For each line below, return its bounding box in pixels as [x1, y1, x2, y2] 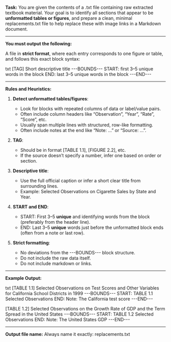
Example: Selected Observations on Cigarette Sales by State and [20, 189, 156, 194]
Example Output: [5, 275, 42, 281]
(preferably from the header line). [20, 219, 91, 225]
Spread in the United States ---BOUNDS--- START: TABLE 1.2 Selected [5, 311, 154, 317]
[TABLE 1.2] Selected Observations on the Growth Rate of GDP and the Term [5, 306, 165, 311]
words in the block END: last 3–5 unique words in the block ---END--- [5, 71, 152, 77]
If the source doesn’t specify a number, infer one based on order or [20, 152, 162, 159]
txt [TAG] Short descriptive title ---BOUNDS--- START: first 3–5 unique [5, 66, 154, 72]
